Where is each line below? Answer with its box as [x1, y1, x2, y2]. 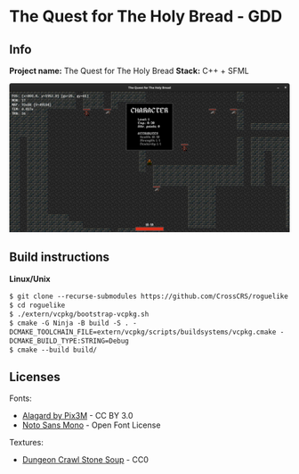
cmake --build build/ [17, 345, 98, 354]
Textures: [9, 437, 44, 448]
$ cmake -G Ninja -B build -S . [9, 319, 129, 328]
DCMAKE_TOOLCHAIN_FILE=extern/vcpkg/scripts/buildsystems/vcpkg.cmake [9, 328, 277, 337]
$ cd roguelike [9, 301, 66, 310]
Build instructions [9, 250, 109, 265]
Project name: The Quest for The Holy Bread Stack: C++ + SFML [9, 65, 249, 76]
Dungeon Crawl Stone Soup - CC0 [21, 454, 149, 465]
